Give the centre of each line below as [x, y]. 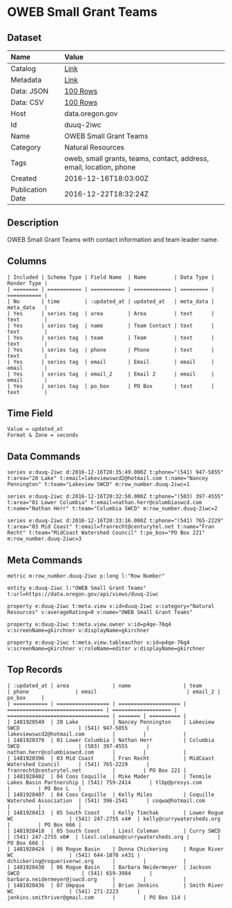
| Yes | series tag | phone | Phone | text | [111, 350]
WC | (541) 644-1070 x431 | [74, 855]
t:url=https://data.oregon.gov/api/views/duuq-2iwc [83, 594]
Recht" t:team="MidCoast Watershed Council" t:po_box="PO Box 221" [106, 533]
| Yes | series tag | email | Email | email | [111, 362]
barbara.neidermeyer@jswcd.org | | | [97, 879]
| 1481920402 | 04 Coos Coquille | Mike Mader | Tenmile [109, 776]
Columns [27, 261]
